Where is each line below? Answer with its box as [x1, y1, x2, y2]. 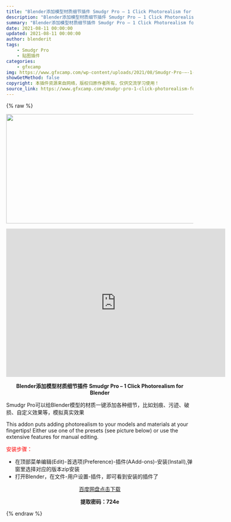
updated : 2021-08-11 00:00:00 [6, 31, 81, 37]
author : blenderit [6, 36, 52, 42]
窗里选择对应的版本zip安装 [14, 465, 80, 472]
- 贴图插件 [17, 53, 40, 59]
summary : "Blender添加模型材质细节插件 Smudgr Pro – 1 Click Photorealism [6, 20, 186, 26]
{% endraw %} [6, 510, 43, 517]
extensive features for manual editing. [6, 433, 99, 440]
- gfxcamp [17, 63, 42, 70]
